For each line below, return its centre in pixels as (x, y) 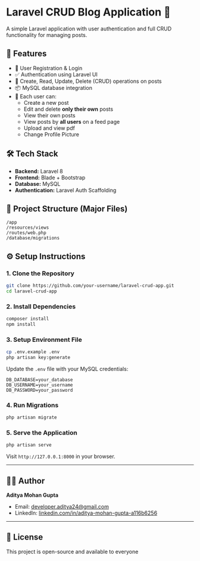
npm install (21, 324)
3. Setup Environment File (44, 339)
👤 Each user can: (35, 96)
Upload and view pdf (49, 128)
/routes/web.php (26, 233)
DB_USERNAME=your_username (40, 385)
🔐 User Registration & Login (49, 68)
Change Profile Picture (51, 134)
